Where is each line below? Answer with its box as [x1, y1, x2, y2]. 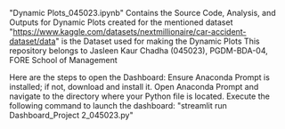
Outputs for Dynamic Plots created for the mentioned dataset [9, 17, 233, 28]
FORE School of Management [9, 55, 118, 65]
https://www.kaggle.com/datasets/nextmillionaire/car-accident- [12, 27, 247, 36]
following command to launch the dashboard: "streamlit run [9, 101, 227, 110]
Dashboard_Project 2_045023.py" [9, 110, 134, 120]
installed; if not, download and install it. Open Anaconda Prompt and [9, 82, 259, 92]
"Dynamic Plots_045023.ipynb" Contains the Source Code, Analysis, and [9, 8, 276, 18]
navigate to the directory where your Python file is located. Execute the [9, 91, 270, 101]
